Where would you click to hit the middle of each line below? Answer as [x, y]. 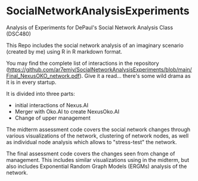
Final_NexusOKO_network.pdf [43, 76]
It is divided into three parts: [41, 93]
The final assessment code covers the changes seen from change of [91, 154]
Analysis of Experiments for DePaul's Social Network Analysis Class [90, 27]
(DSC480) [19, 33]
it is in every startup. [31, 82]
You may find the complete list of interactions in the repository [83, 63]
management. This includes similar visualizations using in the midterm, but [98, 160]
